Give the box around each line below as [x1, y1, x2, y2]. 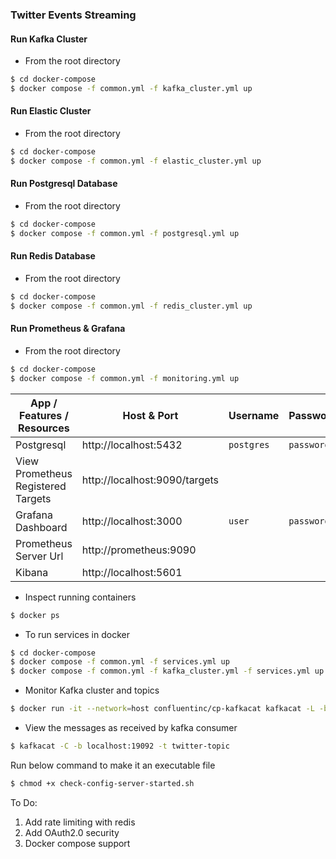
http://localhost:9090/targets [81, 473, 220, 487]
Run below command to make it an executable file [10, 759, 216, 771]
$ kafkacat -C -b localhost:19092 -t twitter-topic [10, 741, 230, 752]
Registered [15, 479, 67, 493]
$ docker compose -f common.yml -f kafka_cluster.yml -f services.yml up [10, 666, 325, 677]
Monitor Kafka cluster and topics [24, 684, 160, 697]
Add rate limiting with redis [24, 816, 136, 828]
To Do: [10, 796, 38, 808]
